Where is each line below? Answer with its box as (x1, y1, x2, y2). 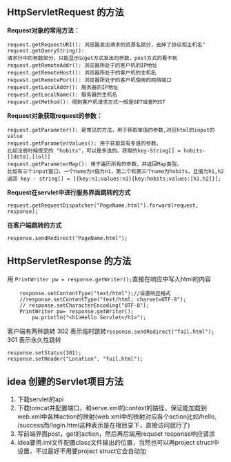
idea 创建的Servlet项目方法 (7, 376, 124, 388)
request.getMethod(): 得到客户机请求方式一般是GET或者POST (7, 99, 165, 106)
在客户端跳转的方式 (7, 221, 62, 229)
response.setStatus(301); (7, 349, 81, 356)
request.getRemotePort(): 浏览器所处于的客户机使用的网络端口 (7, 77, 172, 83)
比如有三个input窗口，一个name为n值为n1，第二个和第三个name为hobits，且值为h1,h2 (7, 168, 224, 174)
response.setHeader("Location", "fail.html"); (7, 355, 143, 362)
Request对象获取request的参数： (7, 111, 103, 119)
